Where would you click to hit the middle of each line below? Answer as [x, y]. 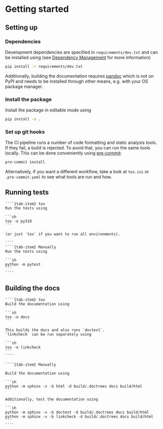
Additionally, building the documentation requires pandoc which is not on [80, 76]
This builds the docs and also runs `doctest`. [55, 330]
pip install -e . [23, 119]
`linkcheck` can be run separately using [48, 334]
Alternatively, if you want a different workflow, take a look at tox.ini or [77, 172]
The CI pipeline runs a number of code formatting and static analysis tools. [81, 143]
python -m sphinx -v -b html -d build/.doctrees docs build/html [74, 386]
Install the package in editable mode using [48, 110]
